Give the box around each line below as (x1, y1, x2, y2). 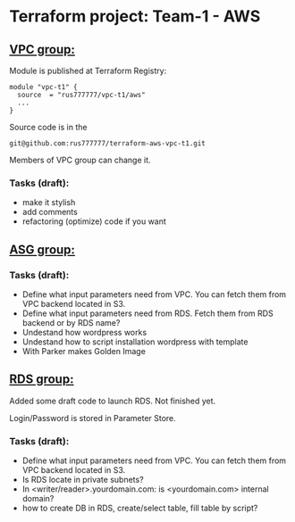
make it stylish (21, 197, 76, 208)
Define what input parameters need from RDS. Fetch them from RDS (21, 308, 274, 319)
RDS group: (9, 372, 74, 387)
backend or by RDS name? (21, 317, 121, 327)
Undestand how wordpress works (21, 327, 147, 337)
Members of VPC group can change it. (9, 154, 151, 165)
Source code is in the (9, 122, 88, 132)
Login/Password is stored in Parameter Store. (9, 412, 176, 423)
